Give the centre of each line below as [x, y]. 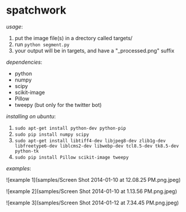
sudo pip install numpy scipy [52, 134]
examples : [19, 168]
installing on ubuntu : [31, 116]
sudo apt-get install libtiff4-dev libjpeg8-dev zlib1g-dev [90, 141]
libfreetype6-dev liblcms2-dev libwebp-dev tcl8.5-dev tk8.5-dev [97, 146]
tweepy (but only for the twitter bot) [58, 105]
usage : [14, 27]
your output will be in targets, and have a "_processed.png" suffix [94, 50]
